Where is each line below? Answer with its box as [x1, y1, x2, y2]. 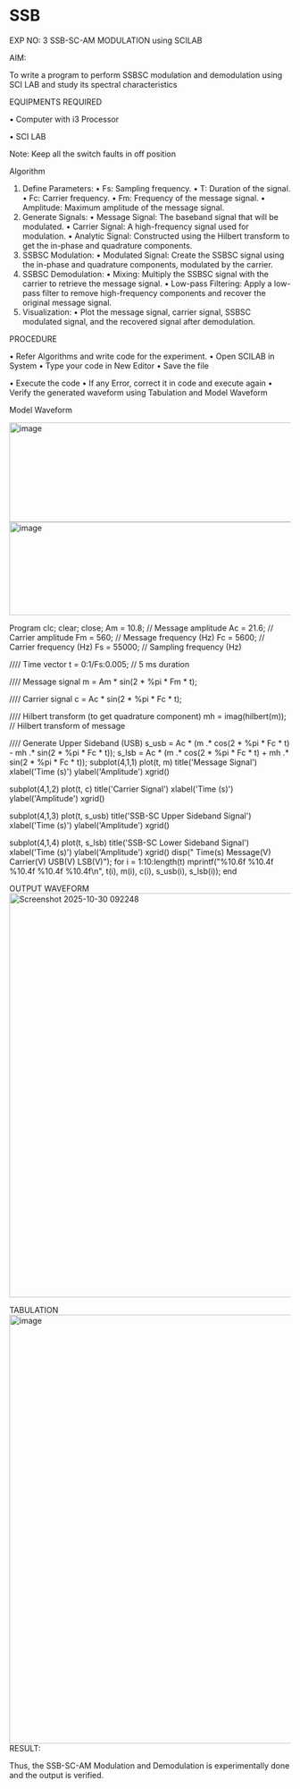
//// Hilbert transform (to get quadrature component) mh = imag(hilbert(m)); [9, 710, 287, 721]
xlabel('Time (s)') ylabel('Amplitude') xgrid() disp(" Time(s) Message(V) [9, 846, 271, 857]
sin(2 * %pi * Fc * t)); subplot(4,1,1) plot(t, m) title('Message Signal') [9, 757, 257, 767]
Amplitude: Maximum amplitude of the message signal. [21, 202, 225, 213]
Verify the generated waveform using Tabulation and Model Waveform [9, 386, 268, 398]
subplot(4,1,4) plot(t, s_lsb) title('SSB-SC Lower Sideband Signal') [9, 837, 250, 848]
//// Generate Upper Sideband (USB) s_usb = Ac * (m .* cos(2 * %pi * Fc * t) [9, 737, 290, 748]
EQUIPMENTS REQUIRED [9, 96, 103, 107]
